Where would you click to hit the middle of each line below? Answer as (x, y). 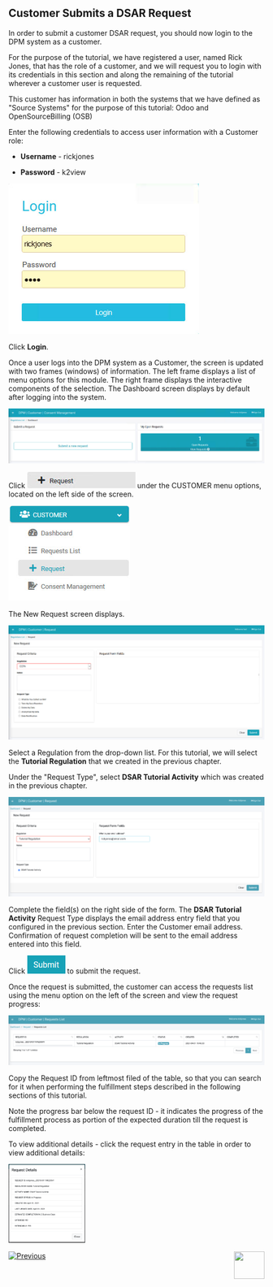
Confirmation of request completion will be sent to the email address (123, 935)
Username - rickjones (57, 156)
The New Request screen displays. (67, 613)
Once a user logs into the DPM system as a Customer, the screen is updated (136, 362)
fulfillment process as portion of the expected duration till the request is (128, 1120)
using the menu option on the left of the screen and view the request (123, 995)
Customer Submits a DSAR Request (100, 13)
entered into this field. (45, 944)
